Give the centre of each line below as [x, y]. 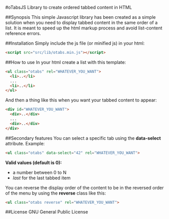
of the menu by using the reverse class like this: [55, 193]
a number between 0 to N [39, 172]
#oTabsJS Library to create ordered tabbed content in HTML [69, 7]
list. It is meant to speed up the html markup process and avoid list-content [84, 28]
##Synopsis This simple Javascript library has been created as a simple [81, 17]
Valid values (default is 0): [34, 163]
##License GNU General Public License [47, 212]
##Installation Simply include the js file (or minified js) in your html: [75, 43]
